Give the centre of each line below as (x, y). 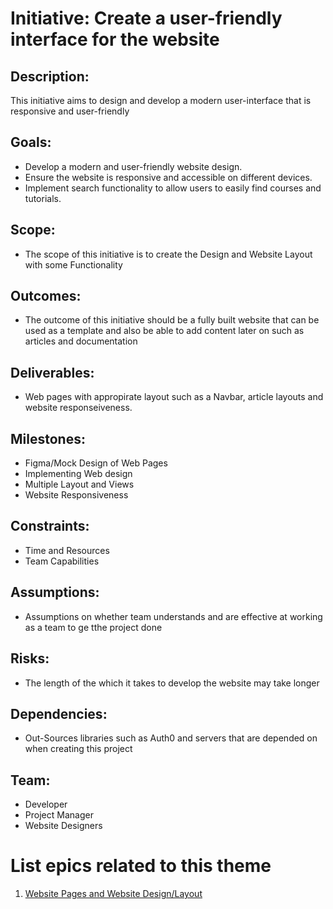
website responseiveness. (78, 408)
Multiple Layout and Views (79, 484)
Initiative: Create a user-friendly (146, 18)
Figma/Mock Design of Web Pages (96, 463)
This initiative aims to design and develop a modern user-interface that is (161, 100)
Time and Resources (67, 550)
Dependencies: (59, 713)
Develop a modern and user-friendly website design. (133, 166)
